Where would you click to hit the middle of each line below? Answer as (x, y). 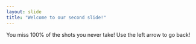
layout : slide (24, 12)
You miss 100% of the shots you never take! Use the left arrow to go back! (98, 34)
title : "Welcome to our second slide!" (56, 17)
